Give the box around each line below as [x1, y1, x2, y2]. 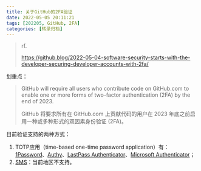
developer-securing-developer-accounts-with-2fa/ [21, 60, 149, 68]
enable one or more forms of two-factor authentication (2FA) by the [21, 91, 191, 98]
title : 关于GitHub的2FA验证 [6, 8, 73, 15]
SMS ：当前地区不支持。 [15, 158, 75, 166]
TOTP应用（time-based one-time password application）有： [15, 143, 169, 151]
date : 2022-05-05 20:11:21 [6, 15, 75, 21]
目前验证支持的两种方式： [6, 131, 70, 138]
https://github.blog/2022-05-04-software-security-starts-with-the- [21, 54, 191, 61]
